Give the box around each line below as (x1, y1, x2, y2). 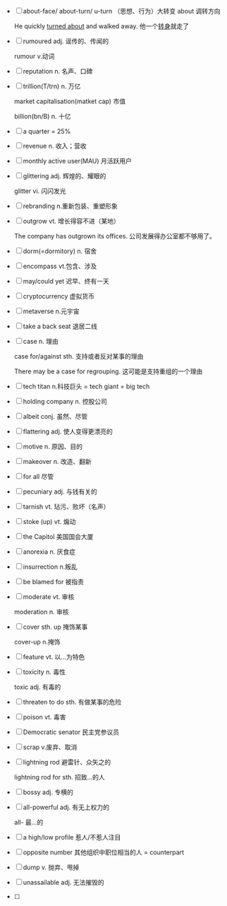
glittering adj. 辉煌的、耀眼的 (23, 172, 106, 180)
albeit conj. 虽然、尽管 (23, 412, 88, 420)
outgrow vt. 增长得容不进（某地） (23, 217, 120, 225)
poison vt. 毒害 (23, 713, 66, 721)
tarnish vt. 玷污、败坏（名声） (23, 502, 110, 511)
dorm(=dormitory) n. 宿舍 (23, 247, 97, 255)
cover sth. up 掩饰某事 (23, 622, 88, 631)
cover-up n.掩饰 (13, 638, 61, 646)
